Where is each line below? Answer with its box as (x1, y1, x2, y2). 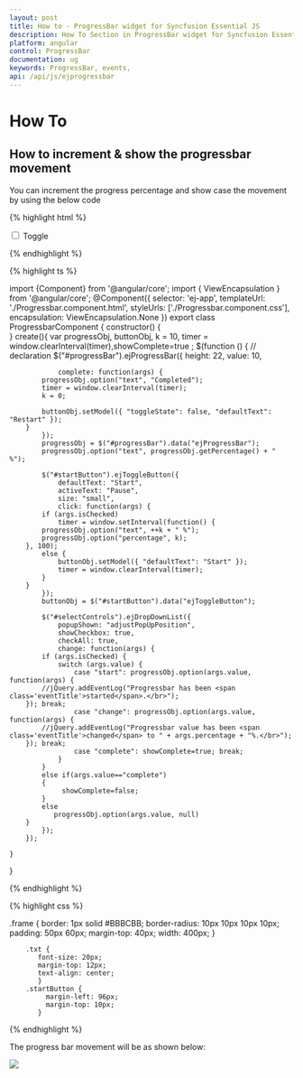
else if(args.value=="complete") (41, 770, 168, 779)
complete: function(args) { (57, 367, 164, 376)
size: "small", (57, 494, 115, 503)
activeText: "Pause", (57, 486, 140, 495)
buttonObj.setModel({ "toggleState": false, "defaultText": (41, 407, 272, 416)
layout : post (9, 13, 59, 23)
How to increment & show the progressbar (9, 146, 252, 163)
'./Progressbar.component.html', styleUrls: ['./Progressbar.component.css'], (9, 302, 290, 312)
